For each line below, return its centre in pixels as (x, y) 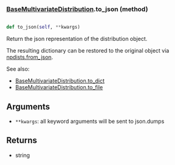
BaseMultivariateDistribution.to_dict (60, 81)
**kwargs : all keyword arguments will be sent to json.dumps (90, 121)
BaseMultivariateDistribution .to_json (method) (77, 9)
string (23, 155)
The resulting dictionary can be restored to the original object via (88, 51)
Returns (22, 140)
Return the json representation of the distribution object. (77, 39)
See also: (18, 69)
